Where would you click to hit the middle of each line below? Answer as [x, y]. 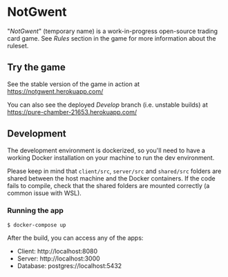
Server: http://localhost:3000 [58, 258]
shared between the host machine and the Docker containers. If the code [111, 178]
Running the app [36, 211]
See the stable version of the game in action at [74, 84]
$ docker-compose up [37, 225]
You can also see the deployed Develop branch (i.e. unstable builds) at [108, 105]
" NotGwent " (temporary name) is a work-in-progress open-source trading [113, 31]
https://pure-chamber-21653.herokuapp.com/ [72, 112]
